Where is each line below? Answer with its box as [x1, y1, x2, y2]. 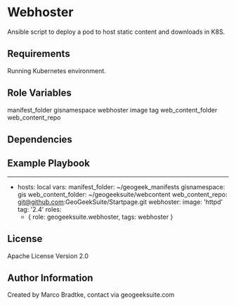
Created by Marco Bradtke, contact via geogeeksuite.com [7, 291, 175, 299]
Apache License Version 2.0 [7, 251, 89, 260]
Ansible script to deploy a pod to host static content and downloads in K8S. [7, 27, 225, 36]
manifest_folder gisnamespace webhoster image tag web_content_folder [7, 106, 218, 114]
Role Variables [7, 87, 72, 99]
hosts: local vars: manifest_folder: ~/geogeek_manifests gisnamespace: [17, 182, 225, 191]
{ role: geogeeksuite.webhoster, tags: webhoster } [27, 212, 173, 221]
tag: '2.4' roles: [17, 205, 62, 213]
